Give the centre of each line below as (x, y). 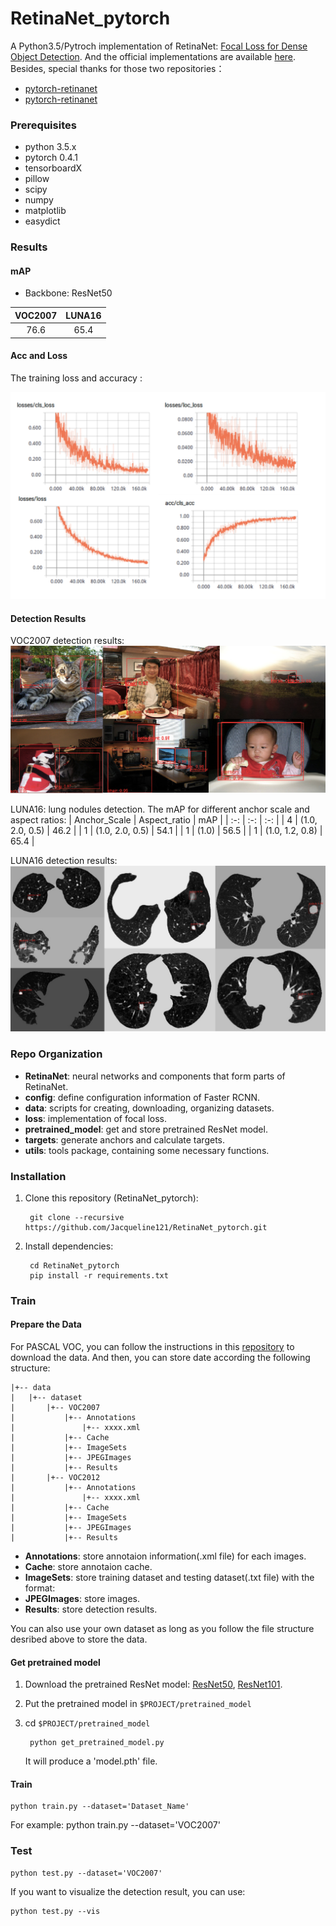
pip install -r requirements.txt (99, 1275)
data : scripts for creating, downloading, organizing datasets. (149, 1108)
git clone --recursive (77, 1217)
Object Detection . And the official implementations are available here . (153, 56)
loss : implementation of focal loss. (95, 1118)
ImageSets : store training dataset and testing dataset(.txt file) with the (169, 1577)
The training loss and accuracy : (76, 378)
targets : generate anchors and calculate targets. (125, 1139)
